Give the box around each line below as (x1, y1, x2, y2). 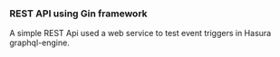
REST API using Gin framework (9, 7, 148, 20)
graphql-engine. (9, 37, 70, 48)
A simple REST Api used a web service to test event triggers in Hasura (9, 28, 272, 39)
